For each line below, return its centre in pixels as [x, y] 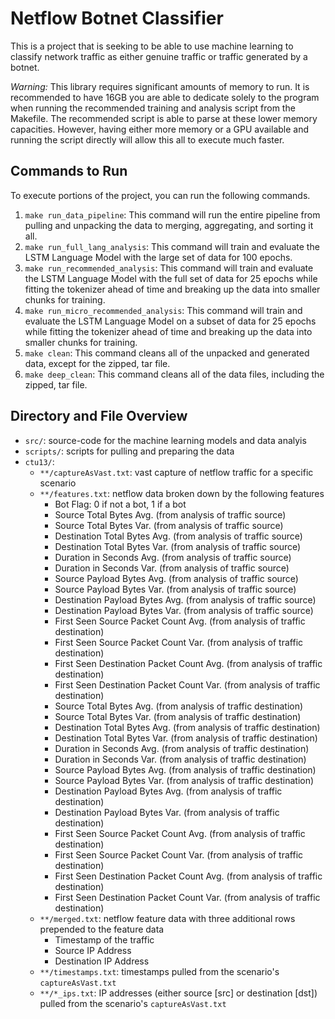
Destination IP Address [102, 961]
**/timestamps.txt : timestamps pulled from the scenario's [159, 971]
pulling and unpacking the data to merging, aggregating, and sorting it [169, 225]
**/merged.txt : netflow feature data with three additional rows [167, 918]
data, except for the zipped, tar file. [97, 363]
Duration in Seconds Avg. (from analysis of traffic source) [173, 557]
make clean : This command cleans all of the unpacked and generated [167, 353]
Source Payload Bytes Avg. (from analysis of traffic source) [176, 578]
